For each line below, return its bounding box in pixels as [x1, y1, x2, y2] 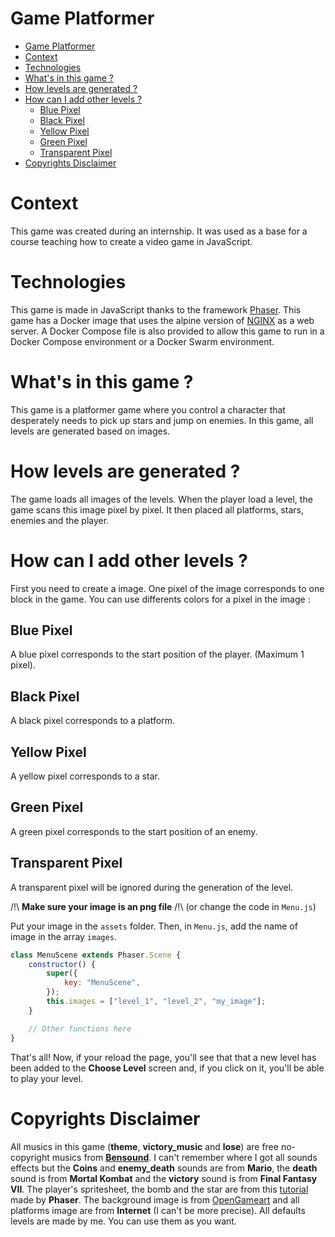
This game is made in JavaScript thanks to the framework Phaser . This [10, 303, 302, 316]
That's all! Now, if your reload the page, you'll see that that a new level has [10, 1051, 317, 1063]
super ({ [46, 968, 78, 979]
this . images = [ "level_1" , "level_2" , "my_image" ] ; [46, 997, 267, 1007]
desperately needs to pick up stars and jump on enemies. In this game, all [10, 414, 314, 426]
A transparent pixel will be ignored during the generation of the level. [10, 881, 294, 893]
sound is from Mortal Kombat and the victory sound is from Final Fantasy [10, 1172, 318, 1184]
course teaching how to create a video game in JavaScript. [10, 235, 253, 247]
